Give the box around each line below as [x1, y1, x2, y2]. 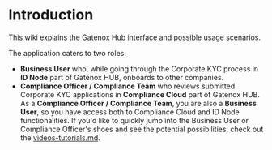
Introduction [8, 6, 94, 24]
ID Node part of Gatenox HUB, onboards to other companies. [19, 72, 224, 82]
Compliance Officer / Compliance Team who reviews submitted [19, 81, 236, 91]
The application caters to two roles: [8, 48, 127, 58]
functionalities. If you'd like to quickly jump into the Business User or [19, 115, 249, 125]
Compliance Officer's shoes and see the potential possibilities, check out [19, 124, 264, 134]
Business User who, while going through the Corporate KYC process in [19, 63, 259, 74]
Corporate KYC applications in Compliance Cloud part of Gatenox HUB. [19, 89, 261, 99]
